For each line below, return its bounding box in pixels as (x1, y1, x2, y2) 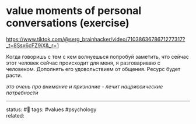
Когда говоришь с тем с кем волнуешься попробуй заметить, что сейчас (6, 53, 190, 60)
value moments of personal (6, 4, 142, 17)
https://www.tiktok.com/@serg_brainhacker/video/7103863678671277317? (6, 36, 185, 42)
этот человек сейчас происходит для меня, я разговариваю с (6, 59, 160, 66)
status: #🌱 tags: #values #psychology (6, 106, 97, 113)
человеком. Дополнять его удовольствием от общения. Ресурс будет (6, 65, 181, 72)
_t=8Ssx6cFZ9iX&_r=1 (6, 42, 60, 49)
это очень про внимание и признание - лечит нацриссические (6, 83, 163, 90)
